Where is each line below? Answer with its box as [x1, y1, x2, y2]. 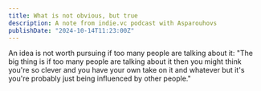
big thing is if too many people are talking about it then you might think [8, 57, 243, 66]
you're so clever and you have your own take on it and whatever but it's [8, 65, 245, 75]
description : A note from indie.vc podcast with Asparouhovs [8, 19, 218, 27]
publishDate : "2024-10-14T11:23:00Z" [8, 26, 135, 34]
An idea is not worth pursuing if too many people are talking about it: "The [8, 49, 253, 58]
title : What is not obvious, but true [8, 11, 138, 20]
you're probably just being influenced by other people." [8, 73, 191, 84]
